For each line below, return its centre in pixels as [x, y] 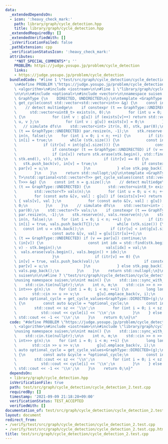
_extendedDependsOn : [31, 15]
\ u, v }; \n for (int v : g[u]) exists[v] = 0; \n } [89, 122]
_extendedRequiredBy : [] [35, 33]
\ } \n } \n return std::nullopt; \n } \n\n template [79, 173]
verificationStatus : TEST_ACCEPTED [47, 401]
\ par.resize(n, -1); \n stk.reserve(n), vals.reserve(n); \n [81, 215]
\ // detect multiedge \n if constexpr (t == [68, 108]
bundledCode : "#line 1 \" [37, 80]
